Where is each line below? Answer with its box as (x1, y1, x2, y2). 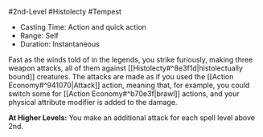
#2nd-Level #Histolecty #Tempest (8, 7, 122, 16)
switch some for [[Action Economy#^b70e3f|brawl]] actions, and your (8, 89, 240, 99)
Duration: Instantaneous (19, 39, 101, 49)
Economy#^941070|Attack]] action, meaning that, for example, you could (8, 80, 250, 90)
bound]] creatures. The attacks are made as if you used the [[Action (8, 72, 234, 81)
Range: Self (19, 31, 59, 40)
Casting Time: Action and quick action (19, 22, 147, 31)
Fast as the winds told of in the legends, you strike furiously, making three (8, 55, 253, 64)
